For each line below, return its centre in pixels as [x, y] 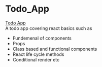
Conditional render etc [36, 59]
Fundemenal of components [42, 38]
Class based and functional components [55, 49]
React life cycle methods [38, 54]
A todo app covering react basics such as [49, 28]
